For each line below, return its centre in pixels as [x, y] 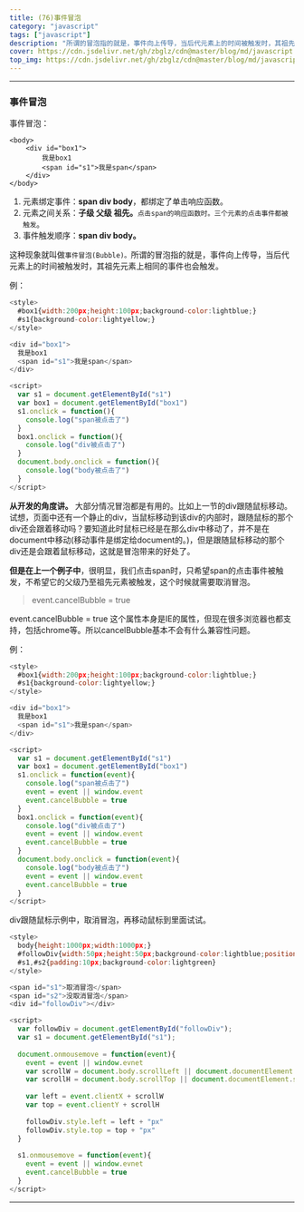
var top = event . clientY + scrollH [93, 1105]
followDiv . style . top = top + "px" [90, 1130]
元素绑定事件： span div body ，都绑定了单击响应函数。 [125, 201]
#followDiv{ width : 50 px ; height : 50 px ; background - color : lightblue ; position [157, 954]
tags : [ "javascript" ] [50, 34]
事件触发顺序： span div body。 [81, 236]
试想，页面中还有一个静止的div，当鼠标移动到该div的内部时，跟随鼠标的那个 [152, 517]
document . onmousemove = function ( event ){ [97, 1054]
